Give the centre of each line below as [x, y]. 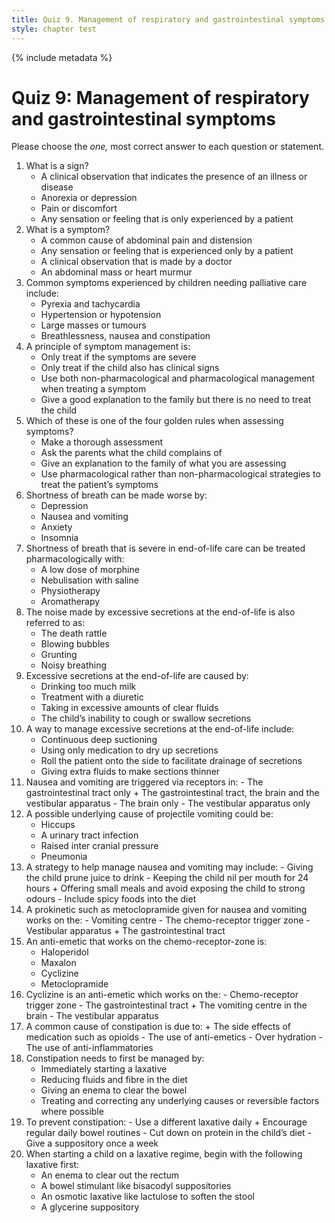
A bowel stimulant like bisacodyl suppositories [136, 1186]
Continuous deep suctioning [99, 740]
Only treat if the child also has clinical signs [130, 368]
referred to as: [55, 623]
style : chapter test [54, 29]
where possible [72, 1112]
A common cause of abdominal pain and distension [146, 240]
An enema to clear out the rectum [110, 1175]
